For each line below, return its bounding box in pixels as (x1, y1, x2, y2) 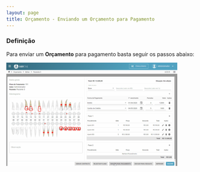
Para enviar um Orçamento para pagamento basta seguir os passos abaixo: (6, 50, 195, 57)
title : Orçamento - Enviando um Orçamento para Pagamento (6, 16, 155, 22)
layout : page (6, 10, 39, 16)
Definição (6, 37, 36, 45)
